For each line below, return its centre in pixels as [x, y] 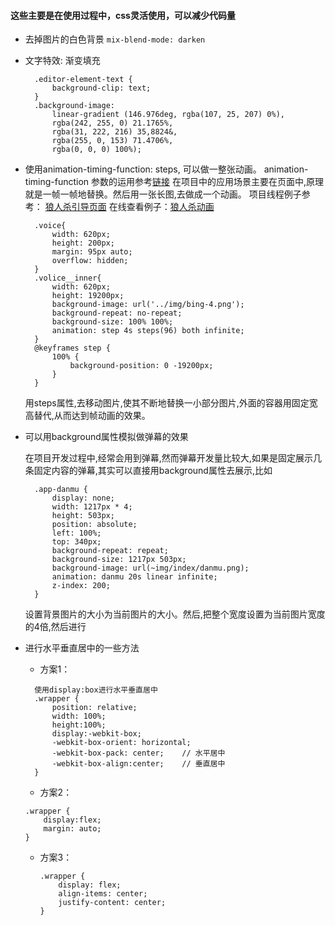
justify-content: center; [112, 903]
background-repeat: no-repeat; [117, 313]
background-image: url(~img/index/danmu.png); [150, 568]
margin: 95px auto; [92, 252]
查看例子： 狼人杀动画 [170, 207]
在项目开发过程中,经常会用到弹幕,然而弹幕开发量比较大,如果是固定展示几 [173, 458]
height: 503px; [83, 516]
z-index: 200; [81, 586]
